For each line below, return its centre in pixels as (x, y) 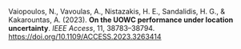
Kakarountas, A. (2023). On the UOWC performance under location (121, 20)
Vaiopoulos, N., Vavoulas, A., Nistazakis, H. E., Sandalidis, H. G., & (117, 11)
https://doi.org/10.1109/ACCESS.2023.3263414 (85, 36)
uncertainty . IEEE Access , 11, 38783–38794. (82, 28)
